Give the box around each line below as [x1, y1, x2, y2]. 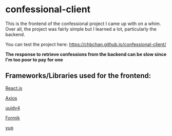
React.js [5, 85, 23, 91]
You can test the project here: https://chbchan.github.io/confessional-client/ [5, 41, 166, 47]
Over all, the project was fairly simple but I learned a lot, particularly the [5, 26, 157, 32]
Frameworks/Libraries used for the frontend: [5, 72, 151, 80]
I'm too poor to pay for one [5, 56, 63, 62]
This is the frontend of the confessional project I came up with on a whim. [5, 20, 161, 27]
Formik [5, 115, 20, 121]
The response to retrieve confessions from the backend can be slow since [5, 51, 167, 57]
